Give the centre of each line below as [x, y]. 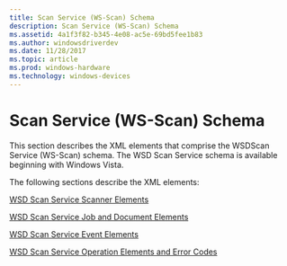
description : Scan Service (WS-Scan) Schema [94, 26]
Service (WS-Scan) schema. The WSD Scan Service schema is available [143, 155]
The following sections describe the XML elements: [104, 182]
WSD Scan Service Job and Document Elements [99, 217]
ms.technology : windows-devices [70, 76]
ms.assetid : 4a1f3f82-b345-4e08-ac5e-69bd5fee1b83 [106, 34]
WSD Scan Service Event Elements [74, 234]
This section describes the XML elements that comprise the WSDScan [139, 146]
